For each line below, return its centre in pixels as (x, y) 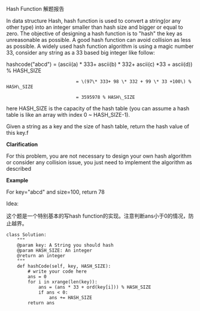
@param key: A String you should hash (65, 245)
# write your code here (57, 271)
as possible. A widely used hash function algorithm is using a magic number (100, 46)
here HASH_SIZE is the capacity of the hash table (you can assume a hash (98, 108)
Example (17, 180)
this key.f (17, 133)
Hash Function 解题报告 (35, 9)
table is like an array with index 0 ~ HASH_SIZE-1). (68, 115)
